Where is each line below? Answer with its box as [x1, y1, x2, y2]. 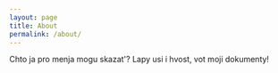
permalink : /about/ [9, 29, 82, 38]
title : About [9, 21, 58, 30]
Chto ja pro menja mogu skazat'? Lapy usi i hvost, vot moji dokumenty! [9, 54, 270, 65]
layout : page [9, 12, 58, 22]
